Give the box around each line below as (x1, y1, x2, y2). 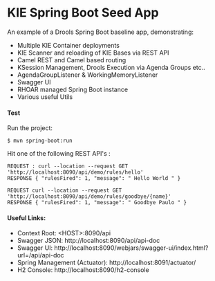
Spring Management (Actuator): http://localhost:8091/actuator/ (17, 258, 196, 267)
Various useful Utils (17, 92, 73, 101)
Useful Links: (7, 213, 46, 222)
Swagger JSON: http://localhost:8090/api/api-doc (17, 237, 160, 245)
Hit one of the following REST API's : (7, 149, 111, 158)
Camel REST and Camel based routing (17, 55, 127, 64)
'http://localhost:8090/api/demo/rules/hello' (7, 169, 144, 176)
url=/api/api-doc (17, 251, 64, 260)
